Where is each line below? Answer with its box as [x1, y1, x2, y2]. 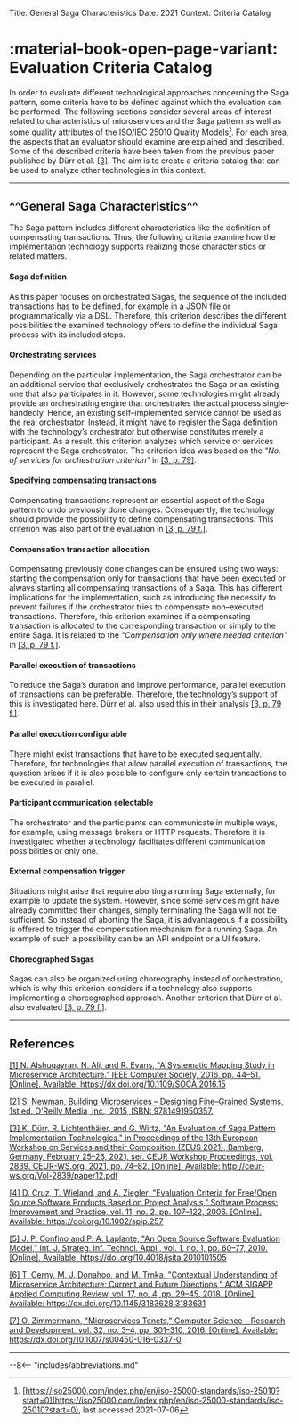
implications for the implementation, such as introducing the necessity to [9, 592, 276, 603]
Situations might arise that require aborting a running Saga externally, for [9, 886, 276, 897]
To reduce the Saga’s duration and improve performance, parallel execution [9, 680, 287, 691]
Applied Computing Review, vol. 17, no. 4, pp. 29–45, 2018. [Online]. [9, 1288, 256, 1299]
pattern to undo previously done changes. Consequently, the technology [9, 504, 276, 516]
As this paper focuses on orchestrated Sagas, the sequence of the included [9, 291, 287, 302]
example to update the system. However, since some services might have [9, 896, 279, 907]
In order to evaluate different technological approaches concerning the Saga [9, 87, 290, 97]
